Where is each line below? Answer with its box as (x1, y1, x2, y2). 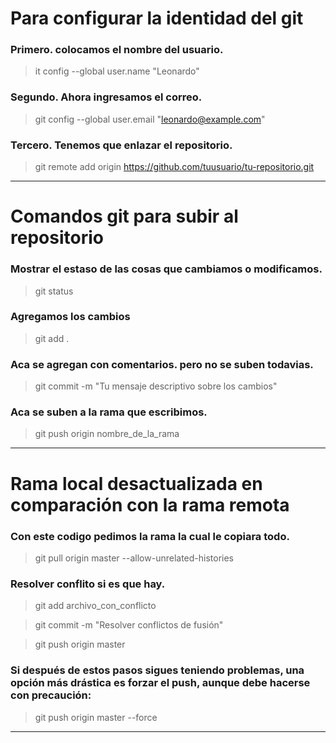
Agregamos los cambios (10, 310, 131, 324)
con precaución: (10, 688, 92, 702)
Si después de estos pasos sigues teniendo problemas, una (10, 663, 305, 677)
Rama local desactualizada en (10, 472, 263, 495)
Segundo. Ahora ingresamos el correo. (10, 90, 203, 104)
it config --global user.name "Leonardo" (34, 65, 200, 77)
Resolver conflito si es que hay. (10, 577, 166, 591)
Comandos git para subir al (10, 205, 239, 228)
